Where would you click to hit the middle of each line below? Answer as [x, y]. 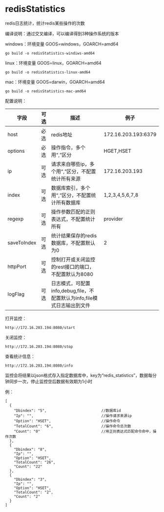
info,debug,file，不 [72, 291]
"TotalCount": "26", [35, 462]
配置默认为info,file [72, 298]
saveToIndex [22, 242]
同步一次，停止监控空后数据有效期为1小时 [51, 381]
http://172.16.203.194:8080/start [40, 327]
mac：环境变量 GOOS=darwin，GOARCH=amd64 [55, 82]
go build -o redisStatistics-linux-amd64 [48, 72]
